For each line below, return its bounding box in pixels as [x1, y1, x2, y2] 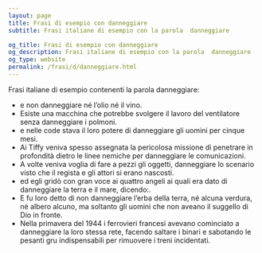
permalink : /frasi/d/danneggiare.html [8, 63, 137, 72]
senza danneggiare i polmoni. [19, 117, 117, 127]
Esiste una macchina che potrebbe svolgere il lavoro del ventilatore [19, 108, 240, 118]
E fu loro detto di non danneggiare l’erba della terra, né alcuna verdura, [19, 193, 252, 203]
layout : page [8, 11, 52, 20]
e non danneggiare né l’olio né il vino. [19, 100, 143, 110]
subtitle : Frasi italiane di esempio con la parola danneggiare [8, 26, 229, 34]
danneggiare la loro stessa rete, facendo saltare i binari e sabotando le [19, 227, 252, 236]
